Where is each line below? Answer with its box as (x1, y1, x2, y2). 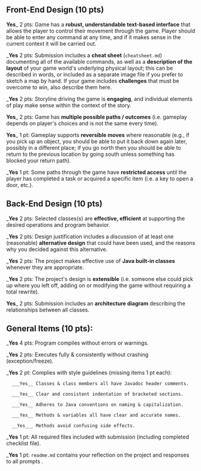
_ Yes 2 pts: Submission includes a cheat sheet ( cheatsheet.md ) (6, 51, 163, 59)
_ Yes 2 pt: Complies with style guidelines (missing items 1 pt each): (6, 369, 172, 377)
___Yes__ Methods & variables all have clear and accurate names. (11, 412, 181, 419)
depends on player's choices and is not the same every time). (6, 120, 159, 127)
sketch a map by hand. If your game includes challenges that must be (6, 77, 179, 84)
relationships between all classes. (6, 306, 90, 313)
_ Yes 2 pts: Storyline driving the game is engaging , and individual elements (6, 95, 193, 102)
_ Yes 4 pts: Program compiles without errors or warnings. (6, 339, 149, 346)
